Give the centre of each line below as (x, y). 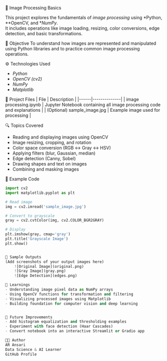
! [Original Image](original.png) (49, 266)
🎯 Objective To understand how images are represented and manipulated (81, 43)
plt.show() (17, 243)
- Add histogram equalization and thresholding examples (66, 322)
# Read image (19, 202)
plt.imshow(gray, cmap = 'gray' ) (38, 234)
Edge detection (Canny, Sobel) (44, 158)
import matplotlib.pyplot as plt (40, 193)
